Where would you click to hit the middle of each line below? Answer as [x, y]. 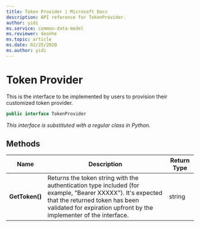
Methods [23, 144]
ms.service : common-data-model [45, 28]
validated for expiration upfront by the [100, 208]
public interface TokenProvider [46, 114]
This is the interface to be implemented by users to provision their [87, 97]
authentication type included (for [93, 185]
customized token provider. [40, 102]
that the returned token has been [93, 200]
